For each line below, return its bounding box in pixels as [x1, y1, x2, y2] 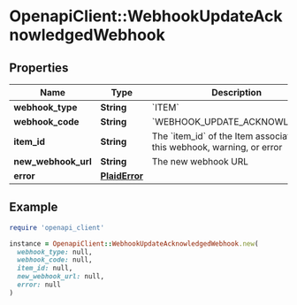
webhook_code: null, [17, 255, 93, 264]
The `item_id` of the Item [151, 130, 254, 142]
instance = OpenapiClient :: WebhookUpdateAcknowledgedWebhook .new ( [9, 239, 259, 248]
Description [211, 87, 263, 98]
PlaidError [100, 170, 144, 182]
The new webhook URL [151, 156, 249, 167]
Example [9, 200, 58, 215]
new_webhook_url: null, [17, 272, 104, 281]
